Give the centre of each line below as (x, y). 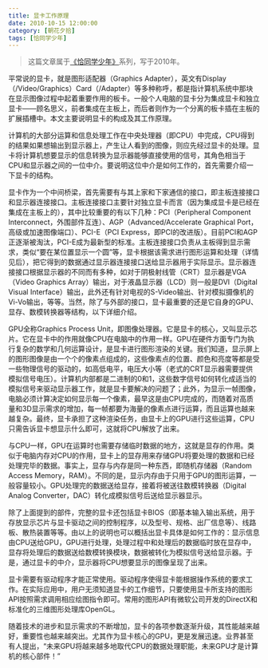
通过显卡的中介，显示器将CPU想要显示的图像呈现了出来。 (117, 563)
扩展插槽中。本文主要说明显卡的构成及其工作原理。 (92, 119)
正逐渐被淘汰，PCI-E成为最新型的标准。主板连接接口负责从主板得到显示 (126, 242)
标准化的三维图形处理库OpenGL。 (64, 609)
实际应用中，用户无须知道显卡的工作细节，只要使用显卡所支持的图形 (141, 589)
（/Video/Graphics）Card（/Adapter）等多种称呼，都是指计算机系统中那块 (131, 89)
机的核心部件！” (35, 656)
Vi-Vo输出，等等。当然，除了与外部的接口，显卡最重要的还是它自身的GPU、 (133, 302)
